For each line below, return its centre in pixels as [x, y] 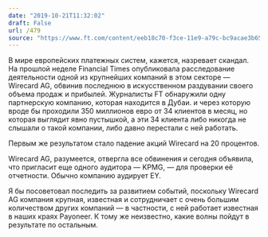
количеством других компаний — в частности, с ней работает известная [133, 208]
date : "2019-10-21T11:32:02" [57, 16]
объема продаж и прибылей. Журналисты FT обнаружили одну [117, 94]
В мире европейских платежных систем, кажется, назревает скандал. [129, 60]
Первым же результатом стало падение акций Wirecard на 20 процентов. [134, 143]
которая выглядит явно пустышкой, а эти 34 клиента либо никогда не [127, 119]
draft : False [30, 23]
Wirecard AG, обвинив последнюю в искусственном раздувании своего [131, 86]
